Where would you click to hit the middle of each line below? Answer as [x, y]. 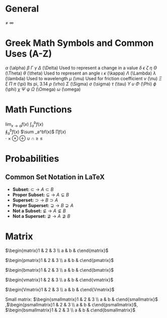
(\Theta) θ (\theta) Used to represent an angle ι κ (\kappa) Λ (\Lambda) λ [81, 73]
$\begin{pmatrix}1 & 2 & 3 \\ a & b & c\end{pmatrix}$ [60, 260]
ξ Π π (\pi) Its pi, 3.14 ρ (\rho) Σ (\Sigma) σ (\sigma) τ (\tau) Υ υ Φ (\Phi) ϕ [81, 84]
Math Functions [38, 110]
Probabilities [32, 158]
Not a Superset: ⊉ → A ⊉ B [41, 216]
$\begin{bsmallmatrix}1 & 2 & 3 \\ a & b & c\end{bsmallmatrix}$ [70, 310]
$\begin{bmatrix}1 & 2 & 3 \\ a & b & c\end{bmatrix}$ [60, 270]
